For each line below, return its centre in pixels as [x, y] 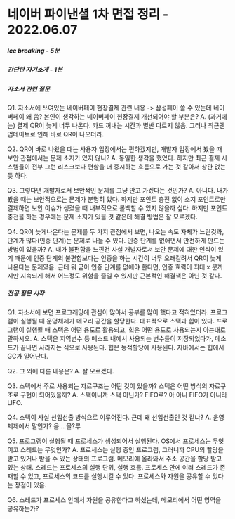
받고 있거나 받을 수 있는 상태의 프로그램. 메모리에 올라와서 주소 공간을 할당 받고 [115, 459]
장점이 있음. [31, 485]
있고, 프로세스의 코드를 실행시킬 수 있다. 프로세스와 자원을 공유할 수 [119, 476]
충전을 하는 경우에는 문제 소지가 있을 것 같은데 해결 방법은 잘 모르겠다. [102, 217]
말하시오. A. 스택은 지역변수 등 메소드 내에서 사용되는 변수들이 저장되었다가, [110, 338]
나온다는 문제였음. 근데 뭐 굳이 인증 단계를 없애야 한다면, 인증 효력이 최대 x [109, 267]
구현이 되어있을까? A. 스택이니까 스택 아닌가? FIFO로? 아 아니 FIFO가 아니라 [124, 395]
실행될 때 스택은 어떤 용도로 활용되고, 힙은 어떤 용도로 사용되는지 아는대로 [126, 329]
